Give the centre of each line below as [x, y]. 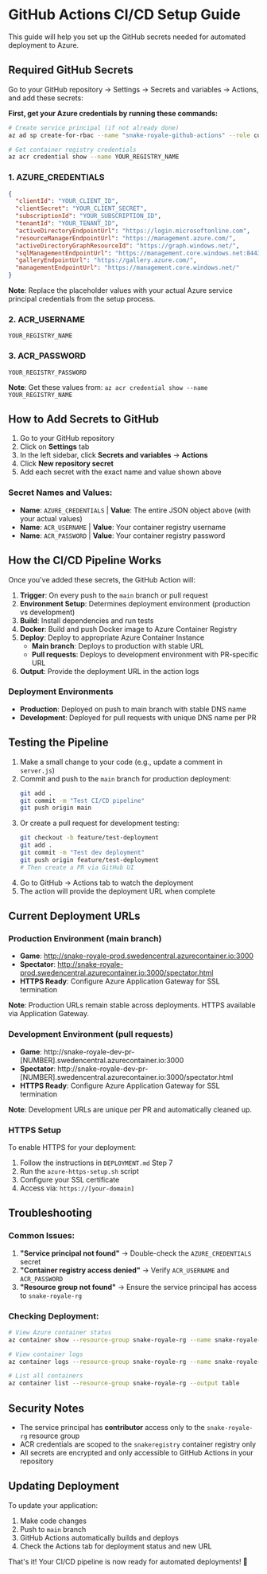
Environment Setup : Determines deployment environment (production [135, 603]
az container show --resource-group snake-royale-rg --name [110, 1340]
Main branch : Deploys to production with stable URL [118, 645]
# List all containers [46, 1376]
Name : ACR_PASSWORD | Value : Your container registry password [122, 536]
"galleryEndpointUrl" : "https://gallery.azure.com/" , [106, 260]
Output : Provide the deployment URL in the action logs [110, 671]
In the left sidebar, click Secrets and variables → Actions [114, 455]
